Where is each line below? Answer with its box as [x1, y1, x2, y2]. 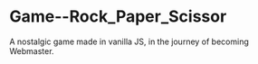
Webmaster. [9, 45, 54, 56]
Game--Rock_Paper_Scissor [9, 6, 227, 27]
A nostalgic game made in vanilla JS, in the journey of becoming [9, 36, 249, 47]
